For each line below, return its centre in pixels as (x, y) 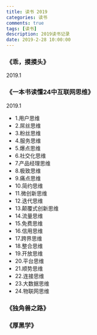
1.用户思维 (27, 118)
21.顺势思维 (29, 268)
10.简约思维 (29, 186)
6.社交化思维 (31, 155)
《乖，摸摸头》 (28, 62)
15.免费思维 (29, 223)
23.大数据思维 (32, 283)
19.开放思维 (29, 253)
